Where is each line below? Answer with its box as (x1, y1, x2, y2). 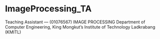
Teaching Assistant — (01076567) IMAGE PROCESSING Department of (5, 19, 145, 25)
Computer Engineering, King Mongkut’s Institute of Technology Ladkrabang (5, 24, 156, 29)
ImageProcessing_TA (5, 3, 92, 14)
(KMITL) (5, 29, 21, 35)
